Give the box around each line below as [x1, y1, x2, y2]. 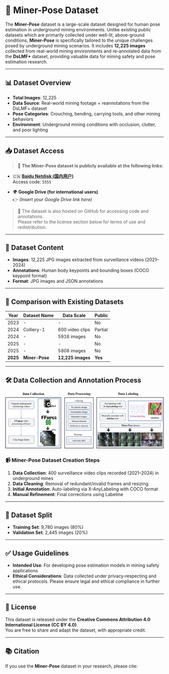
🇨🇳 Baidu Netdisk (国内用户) [12, 173, 74, 179]
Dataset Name [23, 312, 54, 318]
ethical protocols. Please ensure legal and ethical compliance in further [12, 578, 160, 584]
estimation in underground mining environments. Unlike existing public [5, 26, 151, 32]
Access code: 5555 [12, 178, 52, 185]
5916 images [57, 334, 86, 340]
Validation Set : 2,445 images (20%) [12, 529, 88, 536]
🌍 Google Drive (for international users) [12, 189, 99, 195]
